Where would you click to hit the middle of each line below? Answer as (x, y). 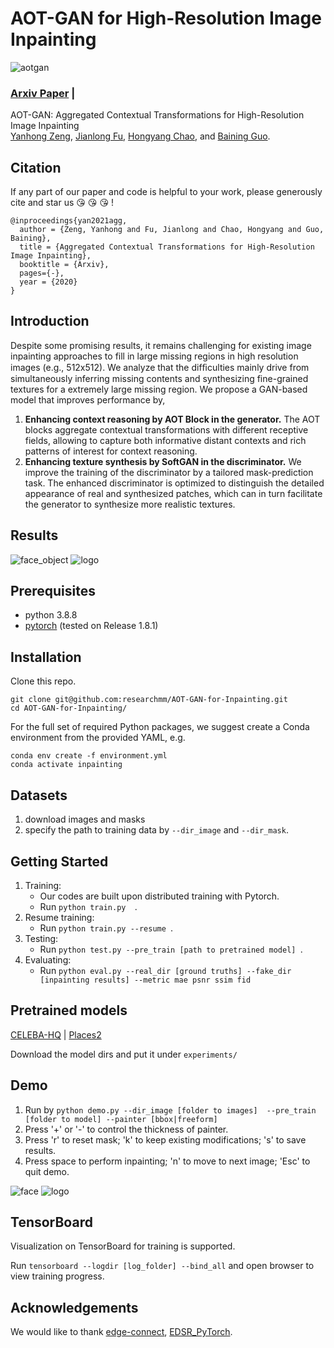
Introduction (50, 321)
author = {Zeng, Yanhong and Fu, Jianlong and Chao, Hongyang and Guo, (172, 230)
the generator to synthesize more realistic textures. (130, 504)
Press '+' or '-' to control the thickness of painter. (126, 1129)
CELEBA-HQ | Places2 (56, 1034)
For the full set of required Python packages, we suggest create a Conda (160, 727)
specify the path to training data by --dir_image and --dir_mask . (156, 830)
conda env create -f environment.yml (89, 756)
